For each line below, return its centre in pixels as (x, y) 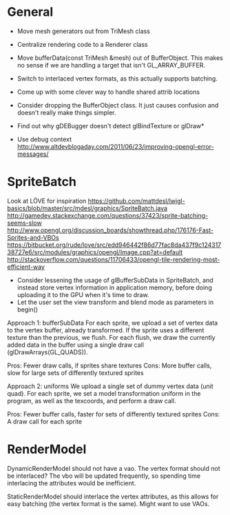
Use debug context (44, 139)
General (30, 12)
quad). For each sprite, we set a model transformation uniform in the (104, 393)
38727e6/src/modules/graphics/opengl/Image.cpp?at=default (95, 252)
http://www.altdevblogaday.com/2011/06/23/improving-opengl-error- (116, 146)
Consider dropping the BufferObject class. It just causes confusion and (118, 105)
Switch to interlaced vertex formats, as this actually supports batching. (117, 78)
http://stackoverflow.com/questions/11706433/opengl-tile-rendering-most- (114, 259)
